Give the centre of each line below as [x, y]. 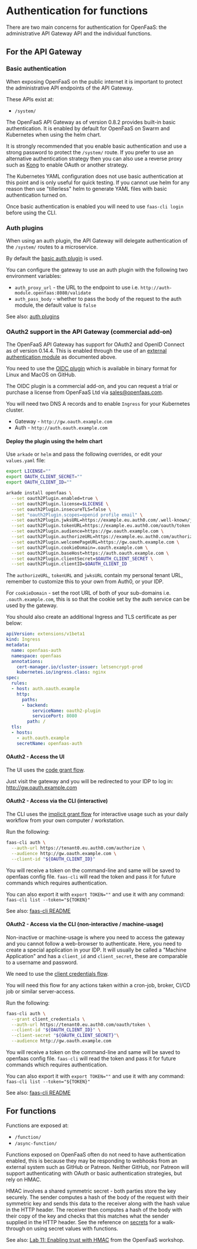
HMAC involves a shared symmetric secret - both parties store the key [91, 1191]
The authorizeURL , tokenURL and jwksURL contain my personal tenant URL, [95, 575]
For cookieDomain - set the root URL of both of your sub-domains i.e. [89, 593]
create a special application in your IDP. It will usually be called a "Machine [96, 950]
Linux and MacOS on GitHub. [41, 375]
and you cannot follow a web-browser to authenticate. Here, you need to [94, 943]
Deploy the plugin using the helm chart [54, 441]
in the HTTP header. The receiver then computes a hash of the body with [94, 1210]
